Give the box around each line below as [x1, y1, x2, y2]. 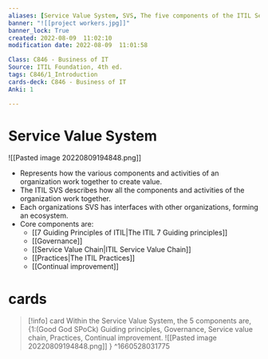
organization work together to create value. [19, 177, 163, 187]
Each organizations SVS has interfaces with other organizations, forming [19, 203, 259, 212]
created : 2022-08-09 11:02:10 [8, 34, 112, 42]
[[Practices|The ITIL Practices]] [31, 253, 136, 263]
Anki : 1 [8, 85, 34, 93]
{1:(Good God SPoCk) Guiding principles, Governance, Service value [27, 325, 254, 334]
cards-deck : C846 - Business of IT [8, 77, 127, 86]
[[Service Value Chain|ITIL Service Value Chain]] [31, 245, 191, 254]
